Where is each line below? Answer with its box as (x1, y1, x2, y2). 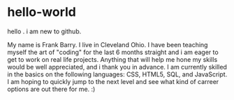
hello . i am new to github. (7, 27, 82, 35)
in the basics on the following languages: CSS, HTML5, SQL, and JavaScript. (7, 70, 228, 78)
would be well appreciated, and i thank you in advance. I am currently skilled (7, 62, 227, 71)
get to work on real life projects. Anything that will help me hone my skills (7, 55, 218, 63)
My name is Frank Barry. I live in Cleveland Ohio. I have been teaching (7, 40, 208, 49)
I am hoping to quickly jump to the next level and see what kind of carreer (7, 77, 219, 85)
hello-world (7, 4, 77, 20)
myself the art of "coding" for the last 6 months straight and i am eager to (7, 48, 219, 56)
